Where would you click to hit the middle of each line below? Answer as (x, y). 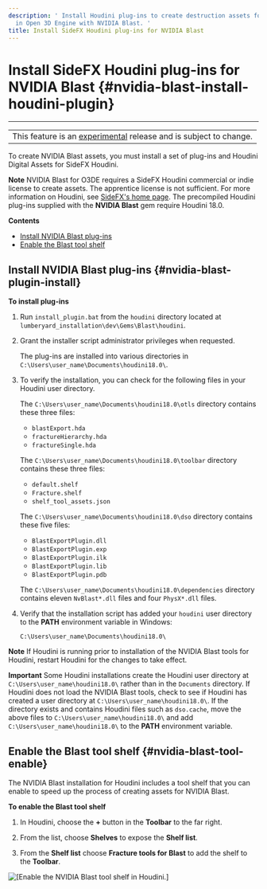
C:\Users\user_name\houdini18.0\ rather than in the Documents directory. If (129, 684)
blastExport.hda (58, 429)
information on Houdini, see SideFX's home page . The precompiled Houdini (132, 197)
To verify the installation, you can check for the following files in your (133, 380)
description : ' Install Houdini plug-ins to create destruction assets (129, 16)
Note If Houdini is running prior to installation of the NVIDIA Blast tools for (129, 652)
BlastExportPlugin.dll (69, 541)
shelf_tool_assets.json (71, 502)
